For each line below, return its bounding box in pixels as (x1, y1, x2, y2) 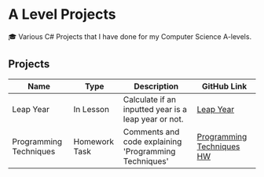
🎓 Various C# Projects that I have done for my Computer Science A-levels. (8, 31, 252, 41)
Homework (73, 135, 115, 146)
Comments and (123, 126, 180, 137)
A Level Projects (8, 5, 116, 23)
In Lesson (73, 103, 110, 114)
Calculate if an (123, 94, 177, 105)
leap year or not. (123, 114, 184, 125)
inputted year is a (123, 103, 187, 114)
